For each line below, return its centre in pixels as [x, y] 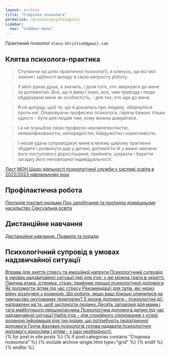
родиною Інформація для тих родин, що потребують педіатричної [77, 321]
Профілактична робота [44, 190]
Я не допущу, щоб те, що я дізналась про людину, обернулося [85, 107]
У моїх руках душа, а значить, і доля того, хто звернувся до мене [89, 86]
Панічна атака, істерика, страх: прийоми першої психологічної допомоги [84, 283]
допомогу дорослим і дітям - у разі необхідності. [59, 331]
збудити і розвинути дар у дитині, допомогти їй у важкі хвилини [87, 148]
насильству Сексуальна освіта [39, 208]
